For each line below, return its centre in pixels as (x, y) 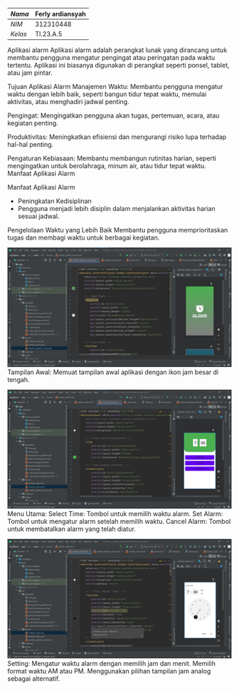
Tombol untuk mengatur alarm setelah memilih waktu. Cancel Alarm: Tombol (119, 522)
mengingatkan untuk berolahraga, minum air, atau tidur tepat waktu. (107, 165)
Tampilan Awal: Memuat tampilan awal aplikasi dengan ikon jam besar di (113, 372)
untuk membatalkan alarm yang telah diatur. (72, 529)
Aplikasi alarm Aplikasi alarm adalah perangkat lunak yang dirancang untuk (117, 50)
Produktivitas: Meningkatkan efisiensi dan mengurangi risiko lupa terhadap (117, 137)
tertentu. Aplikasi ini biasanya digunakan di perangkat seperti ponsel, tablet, (118, 65)
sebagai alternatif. (34, 679)
